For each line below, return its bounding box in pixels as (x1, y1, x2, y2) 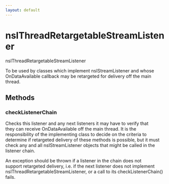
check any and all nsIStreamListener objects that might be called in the (5, 142, 155, 149)
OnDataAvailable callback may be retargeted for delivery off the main (5, 73, 152, 79)
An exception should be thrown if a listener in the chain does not (5, 158, 142, 164)
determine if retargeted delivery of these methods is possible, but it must (5, 137, 160, 143)
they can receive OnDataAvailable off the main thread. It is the (5, 126, 137, 132)
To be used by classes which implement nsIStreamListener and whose (5, 67, 154, 73)
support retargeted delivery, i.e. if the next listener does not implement (5, 163, 155, 170)
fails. (5, 174, 16, 180)
